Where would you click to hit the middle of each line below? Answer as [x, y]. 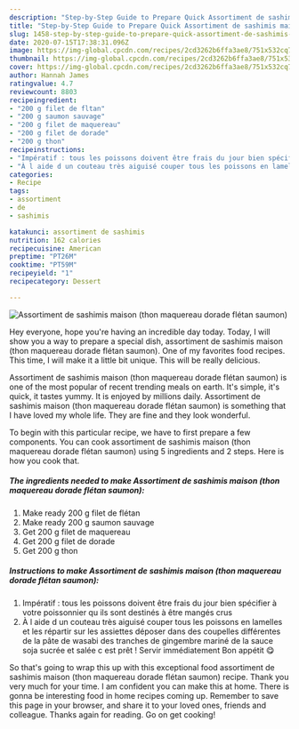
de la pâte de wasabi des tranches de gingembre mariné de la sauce [148, 640]
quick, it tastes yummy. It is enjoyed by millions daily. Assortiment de [135, 396]
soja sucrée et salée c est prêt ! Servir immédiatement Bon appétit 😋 [148, 650]
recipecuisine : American [55, 248]
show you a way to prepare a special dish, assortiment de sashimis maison [146, 341]
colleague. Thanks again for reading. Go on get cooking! [113, 714]
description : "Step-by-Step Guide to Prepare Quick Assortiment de [137, 17]
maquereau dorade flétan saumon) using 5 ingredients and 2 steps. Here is [147, 451]
